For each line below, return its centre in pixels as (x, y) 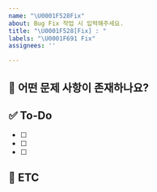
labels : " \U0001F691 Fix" (52, 38)
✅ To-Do (30, 115)
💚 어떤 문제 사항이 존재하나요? (79, 88)
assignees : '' (32, 46)
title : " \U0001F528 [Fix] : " (57, 31)
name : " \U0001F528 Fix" (47, 16)
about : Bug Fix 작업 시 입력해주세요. (66, 23)
